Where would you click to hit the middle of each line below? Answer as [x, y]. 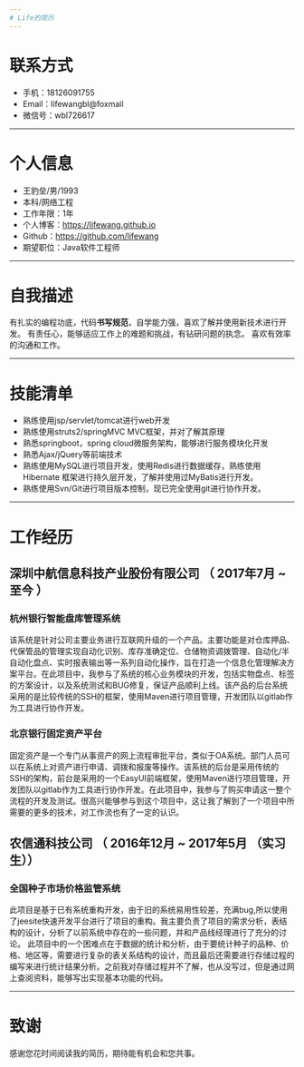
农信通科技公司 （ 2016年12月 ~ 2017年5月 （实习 [148, 843]
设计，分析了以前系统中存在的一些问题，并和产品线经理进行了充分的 [152, 933]
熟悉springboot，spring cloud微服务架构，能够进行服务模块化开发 [145, 443]
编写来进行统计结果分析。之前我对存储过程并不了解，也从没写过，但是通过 [148, 966]
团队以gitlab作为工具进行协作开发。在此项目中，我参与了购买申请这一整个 [154, 789]
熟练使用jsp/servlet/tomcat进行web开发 [96, 421]
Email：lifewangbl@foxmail [73, 103]
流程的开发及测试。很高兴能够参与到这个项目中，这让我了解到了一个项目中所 [152, 800]
